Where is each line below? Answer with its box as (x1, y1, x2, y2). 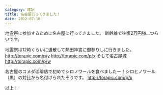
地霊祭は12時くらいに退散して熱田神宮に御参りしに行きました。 (5, 47, 134, 53)
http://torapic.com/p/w (5, 58, 51, 64)
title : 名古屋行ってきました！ (5, 12, 60, 17)
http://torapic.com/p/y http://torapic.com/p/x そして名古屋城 (5, 53, 127, 59)
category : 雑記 (5, 7, 35, 12)
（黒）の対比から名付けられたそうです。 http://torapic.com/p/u (5, 74, 133, 81)
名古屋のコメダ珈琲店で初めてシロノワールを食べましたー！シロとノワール (5, 69, 156, 74)
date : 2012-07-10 (5, 16, 41, 21)
